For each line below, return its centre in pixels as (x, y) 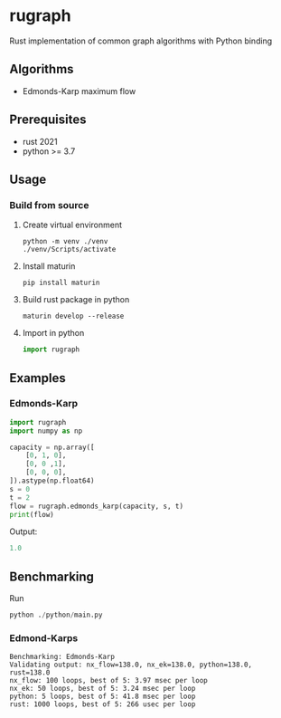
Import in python (53, 333)
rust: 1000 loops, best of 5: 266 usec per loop (103, 704)
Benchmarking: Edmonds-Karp (62, 657)
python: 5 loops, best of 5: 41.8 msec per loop (103, 697)
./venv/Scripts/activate (69, 250)
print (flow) (32, 514)
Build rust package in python (76, 300)
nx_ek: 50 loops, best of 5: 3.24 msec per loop (103, 689)
